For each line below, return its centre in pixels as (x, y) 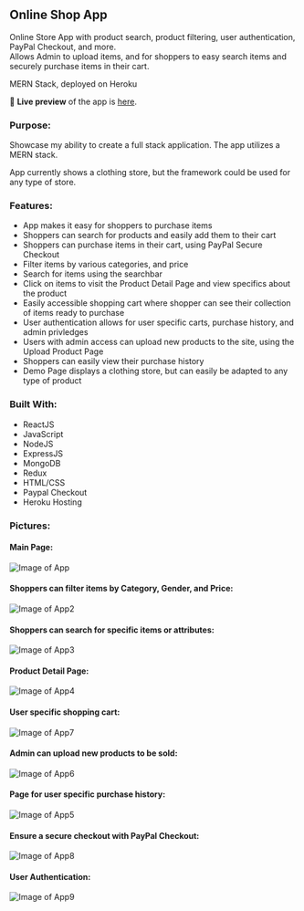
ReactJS (38, 424)
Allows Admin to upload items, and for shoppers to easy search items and (148, 56)
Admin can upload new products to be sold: (94, 753)
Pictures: (30, 526)
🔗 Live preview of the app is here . (73, 101)
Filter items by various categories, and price (105, 265)
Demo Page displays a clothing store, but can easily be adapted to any (155, 371)
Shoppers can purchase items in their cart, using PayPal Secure (142, 245)
